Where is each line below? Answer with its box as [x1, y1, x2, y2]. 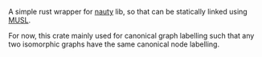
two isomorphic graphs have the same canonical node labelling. [8, 39, 219, 49]
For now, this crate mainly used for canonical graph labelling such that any [8, 31, 255, 40]
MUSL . [8, 15, 31, 25]
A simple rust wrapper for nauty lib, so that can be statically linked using [8, 7, 248, 16]
